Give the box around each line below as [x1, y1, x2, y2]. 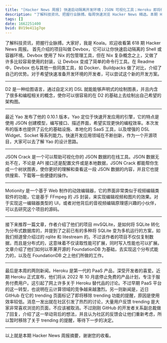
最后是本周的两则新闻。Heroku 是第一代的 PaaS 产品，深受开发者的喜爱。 [5, 268, 157, 274]
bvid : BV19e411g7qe [5, 26, 46, 31]
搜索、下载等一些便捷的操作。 [9, 172, 71, 179]
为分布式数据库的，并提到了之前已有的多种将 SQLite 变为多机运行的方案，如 [5, 228, 161, 234]
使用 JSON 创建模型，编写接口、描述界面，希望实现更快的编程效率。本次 [5, 120, 155, 126]
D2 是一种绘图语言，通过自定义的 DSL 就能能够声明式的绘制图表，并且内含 [5, 86, 158, 92]
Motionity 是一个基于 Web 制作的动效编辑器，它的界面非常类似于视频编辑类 [5, 188, 160, 194]
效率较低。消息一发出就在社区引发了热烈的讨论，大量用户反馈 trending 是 [5, 299, 156, 305]
